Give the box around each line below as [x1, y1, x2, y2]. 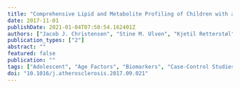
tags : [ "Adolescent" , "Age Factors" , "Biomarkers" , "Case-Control [7, 63, 209, 70]
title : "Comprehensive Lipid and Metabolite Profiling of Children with [7, 10, 229, 18]
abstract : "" [7, 43, 46, 50]
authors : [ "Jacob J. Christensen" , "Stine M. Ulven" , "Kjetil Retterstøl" [7, 30, 235, 38]
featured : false [7, 50, 56, 57]
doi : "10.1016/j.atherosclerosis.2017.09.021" [7, 70, 149, 77]
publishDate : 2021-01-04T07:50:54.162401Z [7, 23, 136, 31]
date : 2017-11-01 [7, 17, 59, 24]
